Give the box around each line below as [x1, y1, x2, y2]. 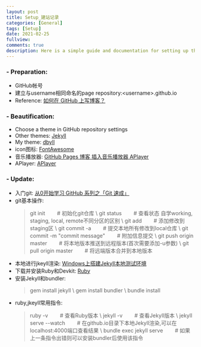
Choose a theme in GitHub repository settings [14, 126, 128, 133]
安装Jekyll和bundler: [14, 274, 66, 282]
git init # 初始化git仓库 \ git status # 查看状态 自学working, [29, 209, 193, 216]
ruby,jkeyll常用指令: [14, 299, 63, 306]
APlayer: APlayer [14, 160, 57, 167]
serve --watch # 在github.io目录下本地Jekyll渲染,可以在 [29, 319, 178, 327]
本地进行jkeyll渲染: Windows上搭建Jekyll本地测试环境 [14, 260, 147, 267]
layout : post [6, 8, 39, 15]
